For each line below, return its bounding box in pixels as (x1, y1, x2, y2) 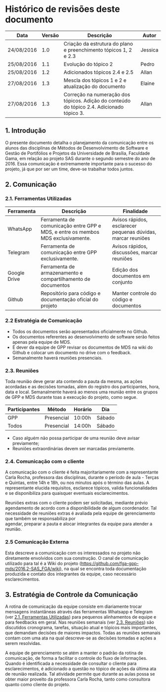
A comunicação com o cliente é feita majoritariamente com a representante (5, 469, 159, 475)
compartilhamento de (41, 276, 90, 283)
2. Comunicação (5, 180, 57, 189)
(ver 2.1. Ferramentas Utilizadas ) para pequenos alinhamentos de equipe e (5, 614, 157, 620)
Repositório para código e (41, 290, 101, 297)
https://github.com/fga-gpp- (81, 560, 139, 566)
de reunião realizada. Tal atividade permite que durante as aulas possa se (5, 671, 155, 677)
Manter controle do (112, 290, 157, 297)
